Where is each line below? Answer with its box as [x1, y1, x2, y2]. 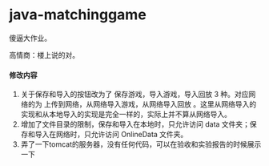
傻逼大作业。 [9, 33, 51, 43]
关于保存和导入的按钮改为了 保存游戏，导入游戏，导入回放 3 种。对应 [20, 90, 249, 99]
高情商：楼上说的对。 [9, 50, 79, 59]
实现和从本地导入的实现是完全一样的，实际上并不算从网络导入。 [20, 110, 231, 119]
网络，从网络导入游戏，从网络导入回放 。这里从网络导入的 [64, 99, 257, 109]
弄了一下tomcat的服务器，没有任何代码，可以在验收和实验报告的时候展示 [20, 140, 262, 149]
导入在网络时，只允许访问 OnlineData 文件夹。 [34, 130, 188, 140]
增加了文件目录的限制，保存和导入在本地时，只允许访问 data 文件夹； [20, 119, 251, 129]
